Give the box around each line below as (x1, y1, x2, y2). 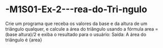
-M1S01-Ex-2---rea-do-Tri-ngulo (5, 4, 148, 15)
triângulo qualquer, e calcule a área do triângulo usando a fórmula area (5, 26, 154, 32)
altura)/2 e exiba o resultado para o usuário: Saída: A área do (18, 31, 147, 37)
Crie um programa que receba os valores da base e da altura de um (5, 20, 148, 27)
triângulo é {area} (5, 37, 42, 43)
